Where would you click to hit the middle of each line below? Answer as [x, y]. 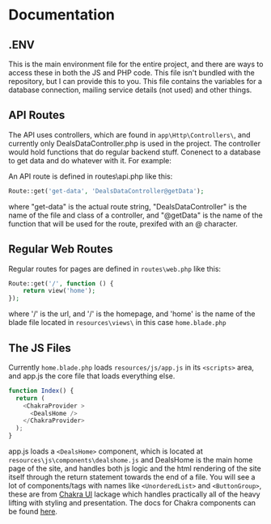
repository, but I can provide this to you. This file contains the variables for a [135, 81]
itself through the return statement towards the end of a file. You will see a [132, 477]
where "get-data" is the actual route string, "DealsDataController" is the [128, 206]
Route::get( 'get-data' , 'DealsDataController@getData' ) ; [106, 191]
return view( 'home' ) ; [59, 291]
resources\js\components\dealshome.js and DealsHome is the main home [131, 460]
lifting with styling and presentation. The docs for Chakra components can [132, 503]
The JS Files [40, 348]
